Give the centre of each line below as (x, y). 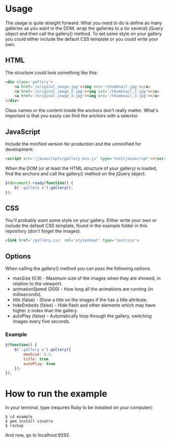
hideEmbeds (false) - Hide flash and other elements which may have (84, 305)
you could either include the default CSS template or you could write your (82, 39)
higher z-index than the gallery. (45, 310)
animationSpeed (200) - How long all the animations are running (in (83, 289)
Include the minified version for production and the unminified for (73, 144)
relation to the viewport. (37, 283)
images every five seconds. (41, 321)
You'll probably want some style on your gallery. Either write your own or (81, 220)
